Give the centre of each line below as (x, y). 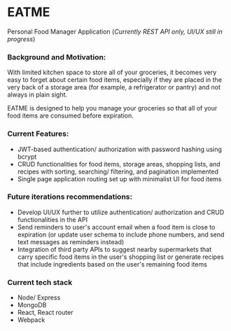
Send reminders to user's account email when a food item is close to (116, 227)
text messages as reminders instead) (71, 241)
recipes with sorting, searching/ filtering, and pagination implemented (118, 171)
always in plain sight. (37, 94)
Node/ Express (39, 297)
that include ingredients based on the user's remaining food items (112, 264)
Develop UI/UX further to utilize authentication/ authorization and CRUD (121, 212)
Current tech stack (40, 282)
